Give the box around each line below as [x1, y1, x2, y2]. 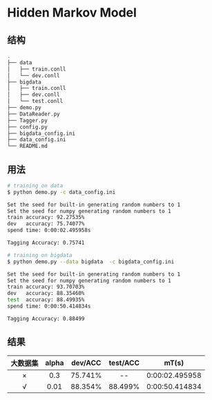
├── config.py [7, 123, 48, 131]
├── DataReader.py [7, 111, 60, 117]
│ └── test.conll [7, 98, 64, 105]
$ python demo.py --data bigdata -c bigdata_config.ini [7, 258, 175, 265]
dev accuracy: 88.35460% [7, 290, 85, 297]
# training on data [7, 182, 64, 189]
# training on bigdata [7, 251, 73, 258]
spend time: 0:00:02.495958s [7, 227, 91, 234]
